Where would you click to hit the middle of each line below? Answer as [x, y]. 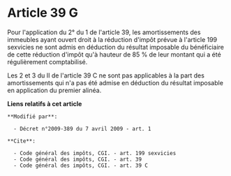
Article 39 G [43, 13]
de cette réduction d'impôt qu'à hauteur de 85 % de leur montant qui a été [114, 54]
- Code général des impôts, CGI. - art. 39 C [81, 166]
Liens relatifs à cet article [45, 103]
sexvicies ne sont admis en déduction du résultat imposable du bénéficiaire [116, 47]
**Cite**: [22, 141]
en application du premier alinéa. [54, 90]
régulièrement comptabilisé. [47, 61]
